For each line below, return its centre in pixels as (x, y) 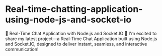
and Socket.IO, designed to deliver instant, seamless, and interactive (76, 44)
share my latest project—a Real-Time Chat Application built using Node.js (81, 39)
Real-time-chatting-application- (74, 9)
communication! (22, 49)
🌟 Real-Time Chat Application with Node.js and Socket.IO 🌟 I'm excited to (81, 33)
